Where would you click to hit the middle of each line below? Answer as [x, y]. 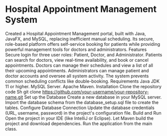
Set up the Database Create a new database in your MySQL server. [93, 97]
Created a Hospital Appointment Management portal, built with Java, [76, 33]
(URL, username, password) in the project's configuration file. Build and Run [83, 113]
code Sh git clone [23, 92]
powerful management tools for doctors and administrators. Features [76, 49]
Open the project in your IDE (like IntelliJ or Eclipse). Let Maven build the [79, 118]
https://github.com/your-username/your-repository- [95, 92]
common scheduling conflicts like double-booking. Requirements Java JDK [83, 81]
